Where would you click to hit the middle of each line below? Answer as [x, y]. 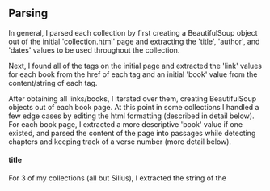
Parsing [28, 13]
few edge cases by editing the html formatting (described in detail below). [131, 116]
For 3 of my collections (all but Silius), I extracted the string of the [117, 178]
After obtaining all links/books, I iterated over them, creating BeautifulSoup [133, 98]
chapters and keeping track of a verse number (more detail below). [120, 142]
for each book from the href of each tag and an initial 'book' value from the [133, 74]
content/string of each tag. [53, 83]
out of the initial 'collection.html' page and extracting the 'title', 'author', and [134, 41]
